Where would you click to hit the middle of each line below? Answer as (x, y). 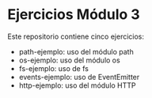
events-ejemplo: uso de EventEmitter (79, 77)
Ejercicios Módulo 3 (74, 15)
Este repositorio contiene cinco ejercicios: (76, 36)
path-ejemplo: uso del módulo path (76, 51)
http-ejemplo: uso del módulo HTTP (77, 85)
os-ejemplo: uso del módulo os (69, 60)
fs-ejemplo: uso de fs (53, 68)
